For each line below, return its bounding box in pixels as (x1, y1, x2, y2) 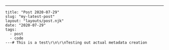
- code (10, 36, 24, 41)
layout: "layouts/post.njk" (5, 18, 64, 23)
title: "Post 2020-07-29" (5, 10, 59, 15)
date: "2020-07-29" (5, 23, 46, 28)
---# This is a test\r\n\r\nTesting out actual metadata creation (5, 40, 147, 45)
